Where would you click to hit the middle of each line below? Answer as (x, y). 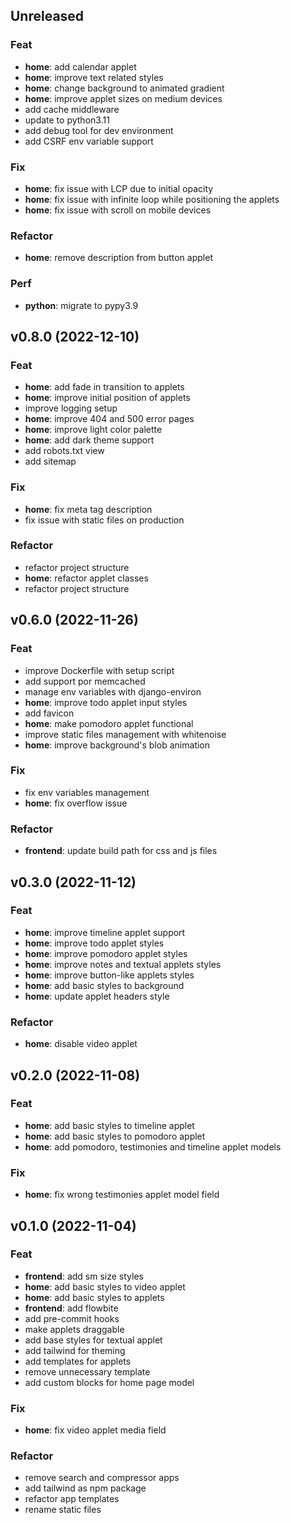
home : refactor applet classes (86, 578)
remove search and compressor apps (102, 1478)
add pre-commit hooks (72, 1318)
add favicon (49, 713)
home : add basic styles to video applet (105, 1286)
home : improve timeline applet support (105, 932)
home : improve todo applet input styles (106, 702)
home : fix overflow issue (76, 803)
